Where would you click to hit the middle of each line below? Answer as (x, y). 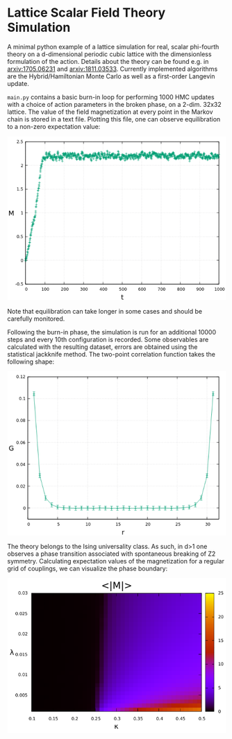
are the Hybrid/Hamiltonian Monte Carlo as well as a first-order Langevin (111, 76)
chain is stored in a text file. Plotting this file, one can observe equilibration (114, 119)
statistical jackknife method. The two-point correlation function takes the (111, 354)
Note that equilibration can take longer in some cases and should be (105, 311)
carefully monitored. (36, 318)
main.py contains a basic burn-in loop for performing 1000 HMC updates (111, 97)
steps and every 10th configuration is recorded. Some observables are (108, 339)
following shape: (31, 362)
